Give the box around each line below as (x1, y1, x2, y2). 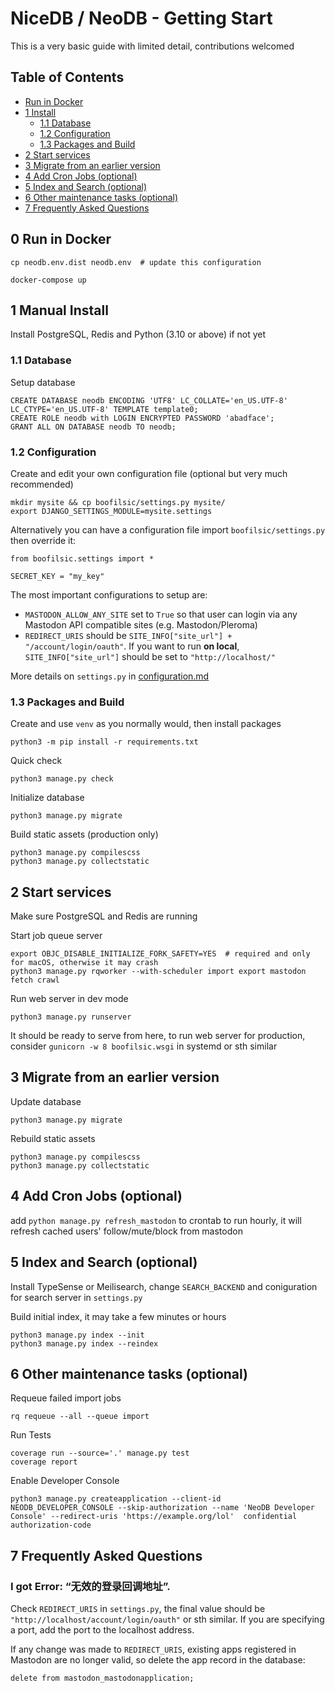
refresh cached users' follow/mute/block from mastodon (10, 1225, 243, 1237)
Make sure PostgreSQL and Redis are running (10, 910, 198, 922)
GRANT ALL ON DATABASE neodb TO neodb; (10, 422, 177, 432)
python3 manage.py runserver (10, 1012, 132, 1022)
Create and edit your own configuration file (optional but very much (10, 467, 288, 479)
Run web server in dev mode (10, 993, 129, 1005)
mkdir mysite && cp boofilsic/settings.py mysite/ (10, 497, 226, 507)
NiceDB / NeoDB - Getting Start (10, 7, 273, 30)
